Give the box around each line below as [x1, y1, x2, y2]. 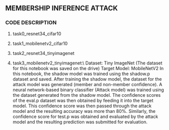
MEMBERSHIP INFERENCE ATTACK [5, 4, 118, 13]
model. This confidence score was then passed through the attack [12, 103, 152, 109]
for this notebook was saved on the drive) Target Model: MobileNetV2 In [12, 65, 164, 71]
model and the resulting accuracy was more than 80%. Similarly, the [12, 108, 156, 114]
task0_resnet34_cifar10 [12, 30, 62, 37]
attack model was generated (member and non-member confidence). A [12, 81, 162, 87]
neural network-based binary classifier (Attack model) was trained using [12, 87, 164, 93]
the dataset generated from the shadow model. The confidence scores [12, 92, 161, 98]
